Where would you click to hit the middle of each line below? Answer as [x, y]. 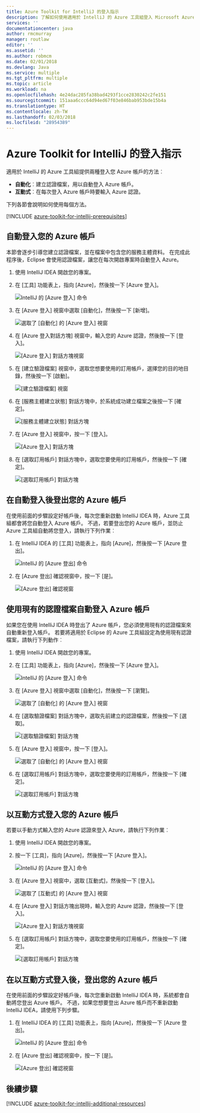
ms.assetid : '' [25, 51]
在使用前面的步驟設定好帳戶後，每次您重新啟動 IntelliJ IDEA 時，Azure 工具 [98, 515]
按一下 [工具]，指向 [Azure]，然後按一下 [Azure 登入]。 [82, 855]
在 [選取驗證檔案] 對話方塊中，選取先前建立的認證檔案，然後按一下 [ [98, 716]
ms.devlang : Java [28, 67]
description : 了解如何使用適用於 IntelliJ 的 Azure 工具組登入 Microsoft [93, 17]
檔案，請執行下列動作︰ [35, 639]
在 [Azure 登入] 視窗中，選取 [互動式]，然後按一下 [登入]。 [86, 881]
